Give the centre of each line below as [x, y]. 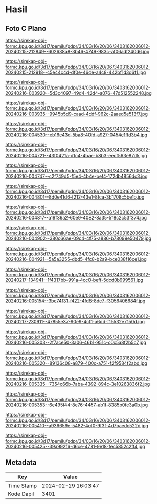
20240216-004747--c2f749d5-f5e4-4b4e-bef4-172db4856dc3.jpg [76, 176]
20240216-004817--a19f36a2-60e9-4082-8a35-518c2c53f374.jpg [76, 218]
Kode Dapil [21, 494]
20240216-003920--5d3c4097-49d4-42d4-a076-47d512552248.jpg [78, 93]
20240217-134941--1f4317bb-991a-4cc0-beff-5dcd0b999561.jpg [74, 280]
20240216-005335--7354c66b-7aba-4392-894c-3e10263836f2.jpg [77, 384]
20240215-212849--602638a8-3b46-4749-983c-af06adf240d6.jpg [77, 51]
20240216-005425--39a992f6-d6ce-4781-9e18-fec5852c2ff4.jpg [75, 446]
